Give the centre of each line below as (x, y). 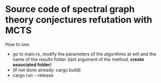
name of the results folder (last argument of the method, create (78, 59)
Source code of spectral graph (70, 9)
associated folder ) (32, 64)
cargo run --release (33, 75)
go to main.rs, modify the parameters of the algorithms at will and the (84, 54)
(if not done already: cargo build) (47, 70)
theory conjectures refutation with (79, 20)
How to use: (18, 44)
